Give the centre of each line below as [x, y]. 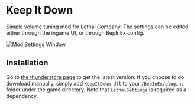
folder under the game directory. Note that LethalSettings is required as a [96, 90]
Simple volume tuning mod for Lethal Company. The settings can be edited [97, 27]
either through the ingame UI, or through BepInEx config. [75, 32]
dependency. [22, 96]
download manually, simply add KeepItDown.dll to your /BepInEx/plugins [95, 83]
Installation [27, 63]
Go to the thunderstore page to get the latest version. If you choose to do [95, 77]
